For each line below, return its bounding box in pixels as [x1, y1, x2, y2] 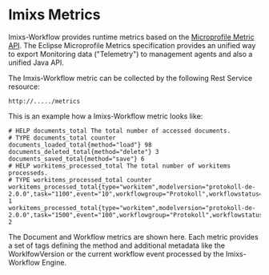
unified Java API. [8, 58, 64, 67]
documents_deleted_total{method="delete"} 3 [8, 148, 159, 156]
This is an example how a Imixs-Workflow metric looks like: [8, 111, 203, 121]
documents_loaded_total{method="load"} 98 [8, 140, 152, 149]
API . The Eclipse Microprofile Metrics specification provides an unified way [8, 40, 256, 50]
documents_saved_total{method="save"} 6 [8, 155, 146, 163]
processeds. [8, 168, 48, 177]
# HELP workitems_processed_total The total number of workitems [8, 162, 231, 170]
